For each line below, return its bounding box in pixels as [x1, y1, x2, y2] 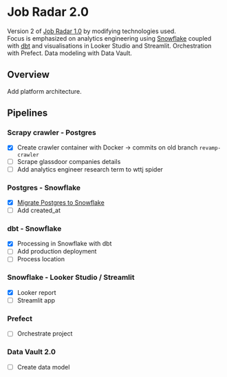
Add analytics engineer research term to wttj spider [17, 165, 164, 173]
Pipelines [7, 108, 48, 119]
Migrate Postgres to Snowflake [17, 198, 105, 207]
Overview [7, 69, 50, 81]
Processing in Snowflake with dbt [17, 239, 112, 248]
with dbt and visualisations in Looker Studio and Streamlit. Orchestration [7, 41, 212, 50]
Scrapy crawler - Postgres [7, 128, 96, 138]
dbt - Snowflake [7, 223, 62, 233]
